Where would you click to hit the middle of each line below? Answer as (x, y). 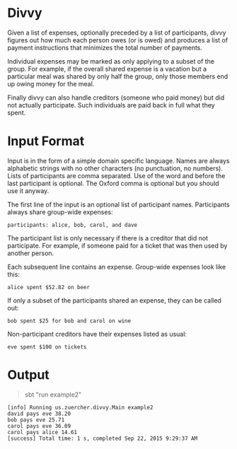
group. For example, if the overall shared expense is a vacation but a (107, 69)
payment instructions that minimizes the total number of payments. (105, 47)
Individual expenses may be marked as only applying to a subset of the (111, 61)
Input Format (46, 141)
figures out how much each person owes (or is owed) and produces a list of (118, 40)
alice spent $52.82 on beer (49, 287)
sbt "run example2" (53, 395)
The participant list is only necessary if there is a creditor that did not (108, 238)
